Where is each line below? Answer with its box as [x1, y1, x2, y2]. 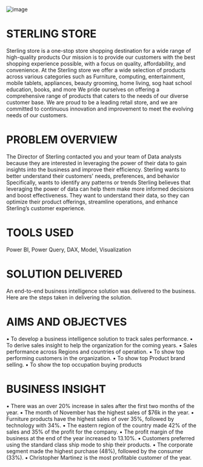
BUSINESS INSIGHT [6, 382, 106, 396]
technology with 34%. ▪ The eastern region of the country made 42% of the [6, 421, 197, 429]
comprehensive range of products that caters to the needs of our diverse [6, 92, 189, 100]
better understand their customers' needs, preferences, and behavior [6, 172, 180, 179]
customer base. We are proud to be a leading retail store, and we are [6, 98, 178, 106]
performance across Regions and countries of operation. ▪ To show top [6, 348, 185, 355]
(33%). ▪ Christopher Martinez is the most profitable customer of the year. [6, 454, 192, 461]
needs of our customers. [6, 111, 68, 118]
